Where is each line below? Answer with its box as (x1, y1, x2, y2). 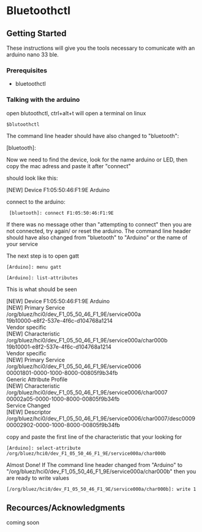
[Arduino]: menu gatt (6, 264, 62, 270)
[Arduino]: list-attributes (6, 274, 79, 281)
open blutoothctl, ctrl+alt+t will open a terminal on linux (6, 109, 146, 117)
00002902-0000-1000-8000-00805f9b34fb (6, 421, 120, 428)
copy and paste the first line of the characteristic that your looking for (6, 433, 182, 441)
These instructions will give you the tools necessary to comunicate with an (6, 44, 195, 52)
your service (6, 240, 38, 247)
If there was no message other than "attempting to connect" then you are (6, 220, 192, 228)
